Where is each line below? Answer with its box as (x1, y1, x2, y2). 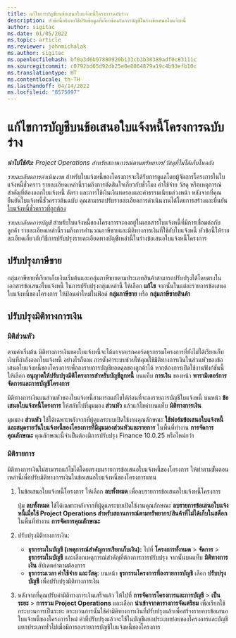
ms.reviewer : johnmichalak (7, 43, 87, 50)
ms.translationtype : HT (7, 69, 77, 76)
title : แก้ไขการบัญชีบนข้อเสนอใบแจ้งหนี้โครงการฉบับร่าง (7, 10, 128, 18)
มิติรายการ (7, 449, 35, 458)
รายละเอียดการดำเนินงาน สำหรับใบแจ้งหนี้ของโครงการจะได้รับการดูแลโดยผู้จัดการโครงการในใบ (7, 173, 225, 181)
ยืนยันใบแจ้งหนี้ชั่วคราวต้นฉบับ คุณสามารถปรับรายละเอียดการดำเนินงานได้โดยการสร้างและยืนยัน (7, 196, 228, 205)
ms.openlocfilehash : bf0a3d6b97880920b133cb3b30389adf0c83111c (7, 56, 197, 63)
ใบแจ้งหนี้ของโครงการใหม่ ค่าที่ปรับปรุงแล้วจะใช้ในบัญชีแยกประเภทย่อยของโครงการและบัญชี (17, 614, 228, 623)
